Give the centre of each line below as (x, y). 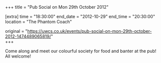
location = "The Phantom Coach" (39, 22)
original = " (16, 31)
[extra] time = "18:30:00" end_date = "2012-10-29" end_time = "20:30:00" (80, 16)
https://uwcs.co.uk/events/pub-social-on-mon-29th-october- (90, 31)
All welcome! (18, 56)
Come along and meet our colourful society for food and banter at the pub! (81, 51)
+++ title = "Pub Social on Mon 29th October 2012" (57, 7)
